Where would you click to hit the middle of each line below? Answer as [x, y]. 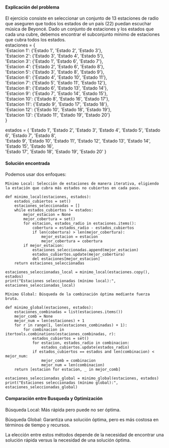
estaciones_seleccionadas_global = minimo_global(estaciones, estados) [82, 378]
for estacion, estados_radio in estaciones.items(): [80, 223]
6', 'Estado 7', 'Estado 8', [31, 136]
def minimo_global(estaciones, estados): [49, 308]
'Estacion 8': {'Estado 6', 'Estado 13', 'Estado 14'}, [57, 88]
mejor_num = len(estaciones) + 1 [49, 321]
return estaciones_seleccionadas [49, 263]
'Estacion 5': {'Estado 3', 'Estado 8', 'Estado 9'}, [55, 72]
